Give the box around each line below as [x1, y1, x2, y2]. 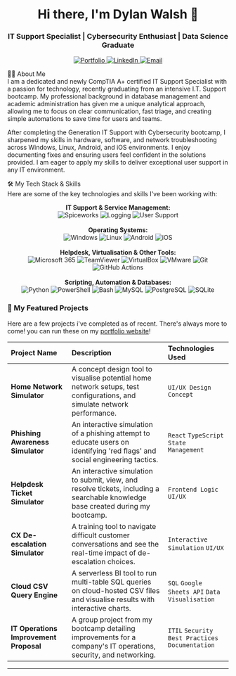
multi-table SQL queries [71, 577, 152, 587]
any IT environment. [7, 165, 65, 174]
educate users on [71, 437, 130, 447]
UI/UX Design [167, 383, 212, 391]
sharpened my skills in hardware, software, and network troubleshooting [7, 136, 218, 144]
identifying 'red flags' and [71, 446, 157, 456]
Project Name [11, 347, 58, 357]
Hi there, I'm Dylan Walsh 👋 [37, 6, 199, 23]
